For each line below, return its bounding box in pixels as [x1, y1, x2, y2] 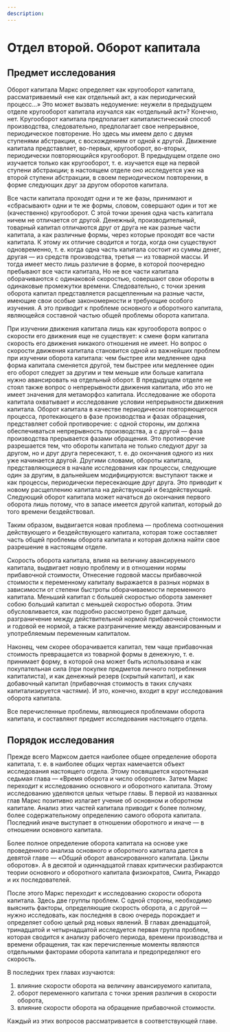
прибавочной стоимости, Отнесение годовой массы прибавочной [7, 570, 202, 579]
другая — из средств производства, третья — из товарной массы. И [7, 252, 209, 260]
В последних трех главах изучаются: [7, 969, 115, 977]
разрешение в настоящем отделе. [7, 542, 108, 551]
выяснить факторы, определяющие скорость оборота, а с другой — [7, 904, 207, 912]
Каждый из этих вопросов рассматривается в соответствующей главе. [7, 1017, 218, 1025]
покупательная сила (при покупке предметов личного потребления [7, 664, 207, 672]
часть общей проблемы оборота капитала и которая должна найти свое [7, 535, 220, 544]
